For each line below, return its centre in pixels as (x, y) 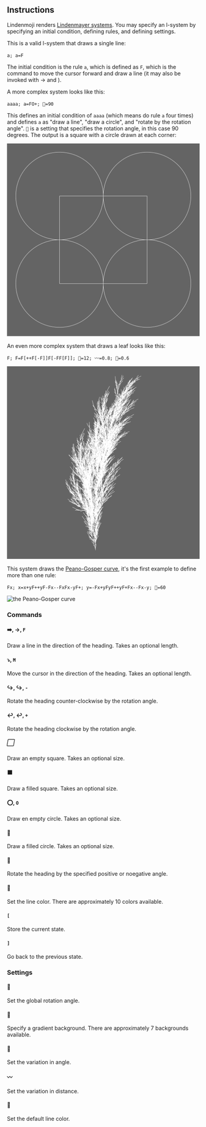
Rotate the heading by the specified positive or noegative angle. (87, 874)
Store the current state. (36, 929)
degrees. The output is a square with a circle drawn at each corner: (92, 135)
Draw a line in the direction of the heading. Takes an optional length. (93, 645)
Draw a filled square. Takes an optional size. (62, 788)
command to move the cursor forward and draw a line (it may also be (94, 73)
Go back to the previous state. (45, 956)
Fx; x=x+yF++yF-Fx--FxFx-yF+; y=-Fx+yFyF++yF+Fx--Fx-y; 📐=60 (86, 587)
